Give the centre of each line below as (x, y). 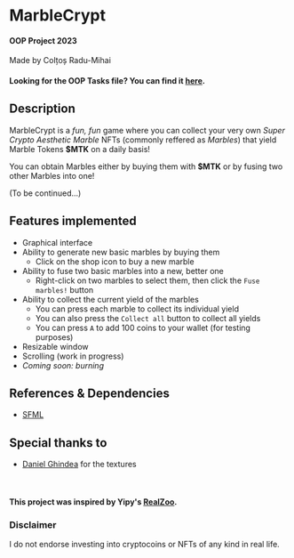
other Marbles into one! (52, 175)
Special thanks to (58, 443)
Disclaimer (33, 524)
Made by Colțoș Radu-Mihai (60, 61)
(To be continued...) (45, 193)
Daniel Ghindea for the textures (79, 465)
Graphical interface (57, 242)
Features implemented (73, 221)
